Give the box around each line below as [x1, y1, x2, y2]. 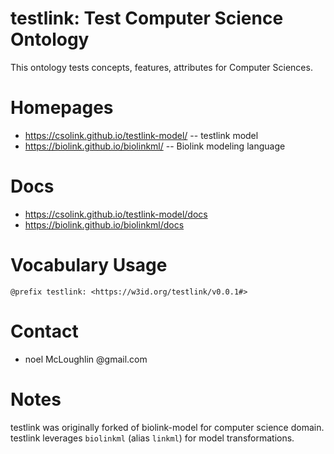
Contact [10, 320, 79, 342]
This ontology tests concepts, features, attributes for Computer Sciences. [10, 61, 313, 73]
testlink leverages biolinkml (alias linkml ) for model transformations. [10, 432, 295, 444]
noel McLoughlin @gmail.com [24, 353, 148, 365]
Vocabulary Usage [10, 254, 168, 276]
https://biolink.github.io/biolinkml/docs [24, 218, 185, 231]
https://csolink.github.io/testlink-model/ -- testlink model [24, 129, 259, 141]
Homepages [10, 97, 114, 119]
